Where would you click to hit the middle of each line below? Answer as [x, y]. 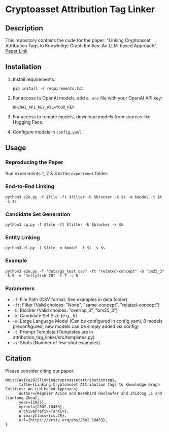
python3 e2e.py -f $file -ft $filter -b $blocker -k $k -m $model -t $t [84, 197]
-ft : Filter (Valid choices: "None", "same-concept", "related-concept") [86, 305]
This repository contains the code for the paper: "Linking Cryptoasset [78, 40]
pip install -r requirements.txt [48, 88]
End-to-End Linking [30, 186]
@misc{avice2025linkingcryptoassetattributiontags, [61, 380]
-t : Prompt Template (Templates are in [53, 331]
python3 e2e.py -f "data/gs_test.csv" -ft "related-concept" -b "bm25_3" [85, 271]
